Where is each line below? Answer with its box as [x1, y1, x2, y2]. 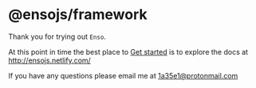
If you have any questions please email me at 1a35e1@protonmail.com [8, 71, 238, 80]
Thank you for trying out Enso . [8, 32, 106, 41]
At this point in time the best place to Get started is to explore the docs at [8, 47, 249, 56]
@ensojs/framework [8, 6, 148, 24]
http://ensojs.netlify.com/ [8, 55, 92, 65]
